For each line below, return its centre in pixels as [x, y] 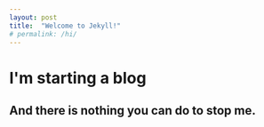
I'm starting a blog [78, 78]
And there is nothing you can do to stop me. [132, 111]
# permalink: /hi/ [43, 34]
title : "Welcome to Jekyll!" [65, 26]
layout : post [33, 17]
